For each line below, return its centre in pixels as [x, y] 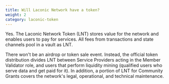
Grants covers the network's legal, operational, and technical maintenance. [85, 76]
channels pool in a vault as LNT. [39, 45]
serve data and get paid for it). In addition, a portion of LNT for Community [84, 71]
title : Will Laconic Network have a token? [53, 10]
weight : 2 [16, 15]
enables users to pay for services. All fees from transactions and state [80, 39]
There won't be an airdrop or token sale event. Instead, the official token [82, 54]
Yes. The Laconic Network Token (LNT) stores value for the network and [82, 34]
